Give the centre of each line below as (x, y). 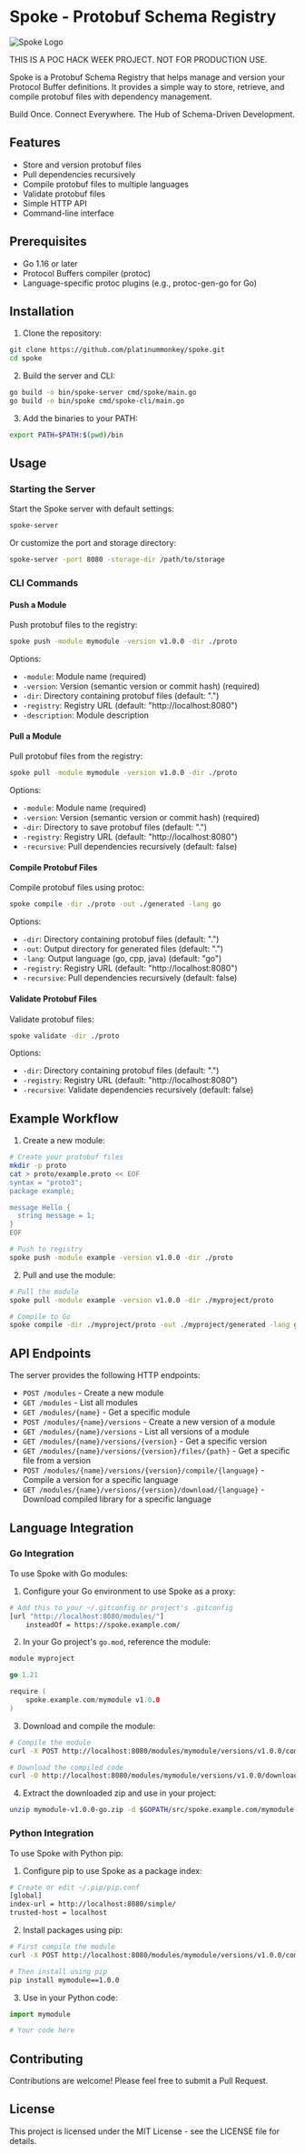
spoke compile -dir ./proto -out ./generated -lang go (115, 904)
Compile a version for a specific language (100, 1480)
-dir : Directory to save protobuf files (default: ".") (114, 827)
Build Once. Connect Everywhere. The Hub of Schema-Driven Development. (152, 114)
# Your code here (42, 2030)
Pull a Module (35, 736)
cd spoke (26, 358)
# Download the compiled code (67, 1767)
